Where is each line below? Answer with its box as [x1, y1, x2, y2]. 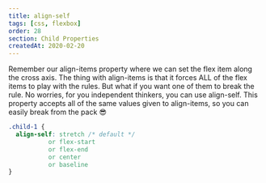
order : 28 [8, 27, 42, 35]
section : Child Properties [8, 34, 99, 43]
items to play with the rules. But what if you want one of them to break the [8, 82, 255, 91]
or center [48, 153, 82, 161]
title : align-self [8, 11, 70, 20]
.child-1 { [8, 123, 45, 131]
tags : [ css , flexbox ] [8, 19, 82, 28]
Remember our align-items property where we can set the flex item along [8, 64, 253, 74]
